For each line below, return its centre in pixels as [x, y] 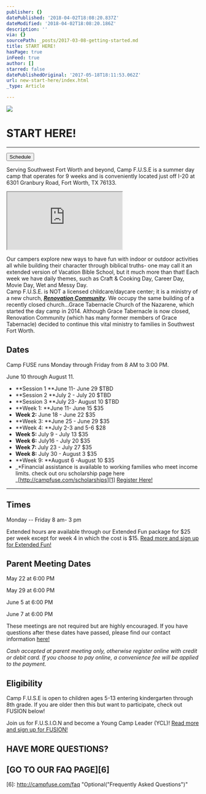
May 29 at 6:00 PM [31, 590]
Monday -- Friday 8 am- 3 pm [44, 520]
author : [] [20, 63]
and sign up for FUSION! [37, 730]
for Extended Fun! [29, 544]
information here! [28, 639]
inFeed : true [23, 58]
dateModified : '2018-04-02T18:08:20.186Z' [61, 23]
